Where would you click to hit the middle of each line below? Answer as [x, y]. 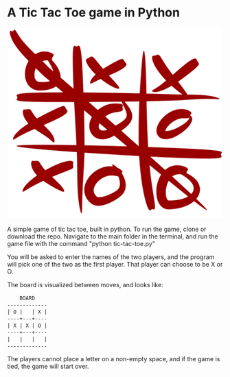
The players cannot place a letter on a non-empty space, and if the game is [114, 359]
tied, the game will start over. [48, 366]
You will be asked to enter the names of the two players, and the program [111, 257]
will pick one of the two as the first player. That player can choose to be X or [115, 265]
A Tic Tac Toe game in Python [94, 13]
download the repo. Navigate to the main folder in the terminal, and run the [113, 236]
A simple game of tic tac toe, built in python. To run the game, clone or [107, 229]
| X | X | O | [27, 326]
